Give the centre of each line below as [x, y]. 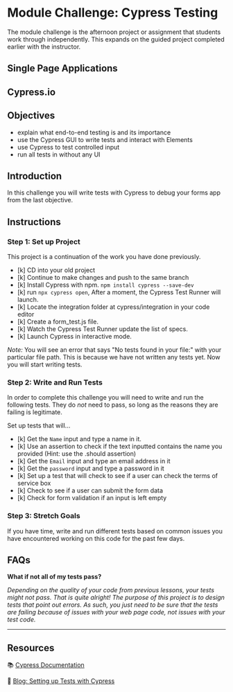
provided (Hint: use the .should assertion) [77, 454]
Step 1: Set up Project [44, 242]
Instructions [34, 222]
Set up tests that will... [39, 426]
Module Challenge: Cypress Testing [113, 13]
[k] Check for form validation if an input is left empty [92, 498]
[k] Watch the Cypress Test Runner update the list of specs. [103, 329]
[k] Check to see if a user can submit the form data [90, 490]
